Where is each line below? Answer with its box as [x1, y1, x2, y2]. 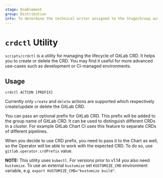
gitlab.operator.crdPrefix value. [5, 148, 73, 154]
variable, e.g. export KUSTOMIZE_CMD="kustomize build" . [5, 168, 116, 174]
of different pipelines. [5, 129, 48, 134]
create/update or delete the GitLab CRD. [5, 104, 85, 109]
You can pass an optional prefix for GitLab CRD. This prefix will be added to [5, 113, 156, 119]
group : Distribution [5, 12, 47, 16]
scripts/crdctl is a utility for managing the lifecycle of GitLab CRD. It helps [5, 53, 155, 59]
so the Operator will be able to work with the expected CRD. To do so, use [5, 143, 153, 149]
